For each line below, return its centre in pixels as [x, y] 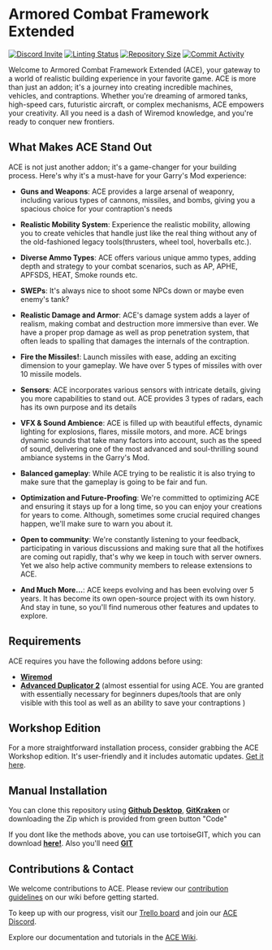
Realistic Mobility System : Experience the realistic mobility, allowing [135, 224]
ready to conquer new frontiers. [62, 121]
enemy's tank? [45, 299]
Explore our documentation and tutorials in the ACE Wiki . [103, 937]
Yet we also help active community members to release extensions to [136, 565]
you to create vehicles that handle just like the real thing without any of [138, 233]
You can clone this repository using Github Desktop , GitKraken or [119, 810]
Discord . [22, 922]
